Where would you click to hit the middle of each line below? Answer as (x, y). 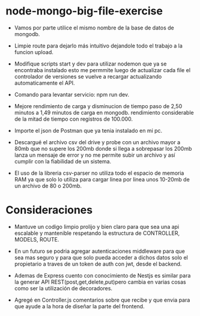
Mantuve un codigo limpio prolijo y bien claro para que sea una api (97, 226)
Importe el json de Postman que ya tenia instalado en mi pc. (88, 130)
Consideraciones (49, 210)
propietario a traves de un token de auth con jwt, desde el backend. (98, 264)
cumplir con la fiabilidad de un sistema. (63, 161)
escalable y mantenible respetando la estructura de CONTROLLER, (97, 233)
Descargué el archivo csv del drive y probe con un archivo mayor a (97, 142)
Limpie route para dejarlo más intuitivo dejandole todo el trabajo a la (98, 46)
